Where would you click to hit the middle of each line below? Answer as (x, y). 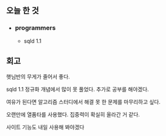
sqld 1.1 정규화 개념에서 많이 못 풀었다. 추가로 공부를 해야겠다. (78, 89)
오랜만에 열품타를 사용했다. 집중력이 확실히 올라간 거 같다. (73, 114)
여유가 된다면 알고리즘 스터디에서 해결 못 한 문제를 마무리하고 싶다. (83, 102)
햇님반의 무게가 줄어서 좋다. (38, 77)
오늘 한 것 (23, 11)
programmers (35, 28)
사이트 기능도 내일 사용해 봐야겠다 (45, 127)
